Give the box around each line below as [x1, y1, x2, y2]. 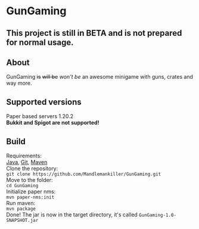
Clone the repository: [6, 165, 58, 172]
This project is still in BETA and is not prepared [6, 28, 182, 38]
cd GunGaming [6, 183, 39, 189]
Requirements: [6, 152, 42, 159]
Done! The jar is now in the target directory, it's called [6, 211, 138, 218]
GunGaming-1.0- [139, 212, 177, 218]
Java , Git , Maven [6, 159, 48, 166]
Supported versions [6, 97, 82, 107]
